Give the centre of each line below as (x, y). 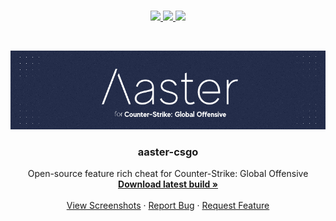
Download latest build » (168, 184)
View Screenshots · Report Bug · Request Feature (168, 206)
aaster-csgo (168, 152)
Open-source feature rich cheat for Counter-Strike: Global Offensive (168, 174)
